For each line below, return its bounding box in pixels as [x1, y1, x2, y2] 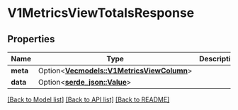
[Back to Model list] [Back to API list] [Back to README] [7, 95, 170, 104]
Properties [7, 33, 55, 45]
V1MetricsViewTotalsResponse [7, 5, 195, 21]
